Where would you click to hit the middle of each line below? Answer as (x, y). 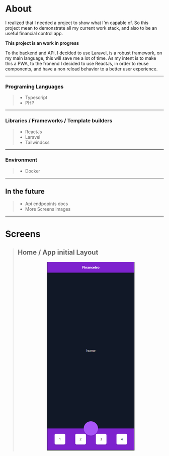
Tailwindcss (37, 142)
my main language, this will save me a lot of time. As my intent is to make (81, 58)
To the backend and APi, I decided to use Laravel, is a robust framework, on (84, 53)
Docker (32, 171)
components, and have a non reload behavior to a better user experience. (81, 69)
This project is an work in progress (42, 43)
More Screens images (48, 209)
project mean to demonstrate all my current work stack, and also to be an (81, 28)
